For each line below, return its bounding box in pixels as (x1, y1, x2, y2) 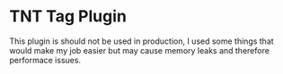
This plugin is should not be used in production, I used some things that (9, 36, 274, 46)
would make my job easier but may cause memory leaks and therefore (9, 45, 270, 55)
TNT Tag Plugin (9, 6, 128, 27)
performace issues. (9, 54, 82, 65)
